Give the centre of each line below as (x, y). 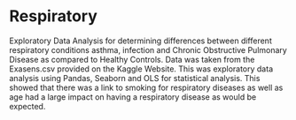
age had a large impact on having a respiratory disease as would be (133, 97)
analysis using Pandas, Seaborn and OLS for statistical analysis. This (135, 78)
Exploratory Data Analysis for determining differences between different (140, 41)
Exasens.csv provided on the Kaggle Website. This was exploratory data (141, 69)
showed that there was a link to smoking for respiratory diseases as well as (146, 87)
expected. (27, 106)
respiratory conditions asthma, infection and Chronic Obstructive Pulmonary (148, 49)
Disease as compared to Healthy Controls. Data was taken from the (132, 59)
